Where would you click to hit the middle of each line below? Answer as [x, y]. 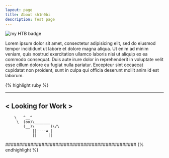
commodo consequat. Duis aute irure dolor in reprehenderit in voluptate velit [84, 60]
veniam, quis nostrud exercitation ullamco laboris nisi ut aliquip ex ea [76, 54]
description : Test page [30, 19]
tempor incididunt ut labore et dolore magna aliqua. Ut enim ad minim [77, 49]
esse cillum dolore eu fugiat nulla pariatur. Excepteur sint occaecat [74, 65]
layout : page [19, 10]
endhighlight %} [22, 150]
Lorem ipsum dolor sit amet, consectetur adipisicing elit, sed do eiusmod [80, 43]
